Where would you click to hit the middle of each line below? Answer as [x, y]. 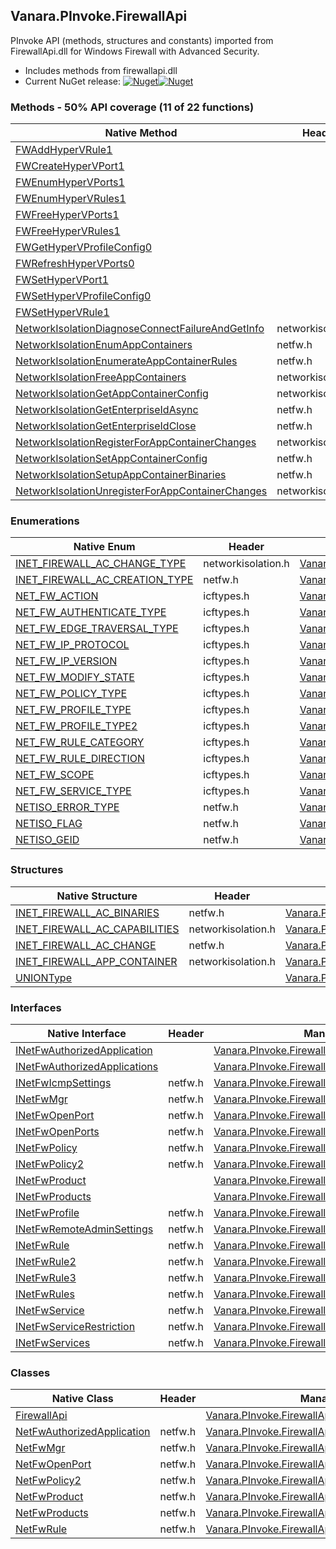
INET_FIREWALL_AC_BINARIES [87, 912]
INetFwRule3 [46, 1277]
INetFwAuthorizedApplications [87, 1066]
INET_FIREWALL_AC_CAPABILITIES [97, 929]
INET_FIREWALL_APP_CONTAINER [96, 961]
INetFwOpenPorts [57, 1131]
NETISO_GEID [47, 840]
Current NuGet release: [73, 81]
